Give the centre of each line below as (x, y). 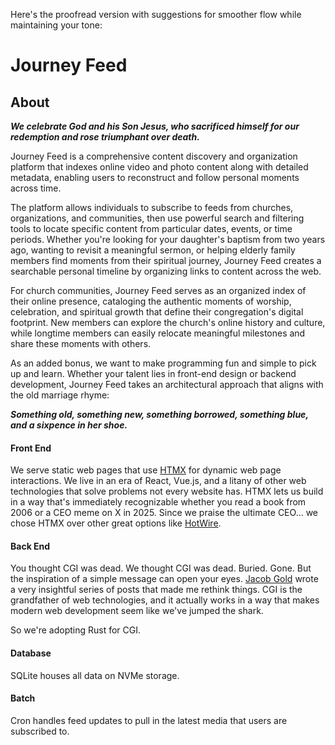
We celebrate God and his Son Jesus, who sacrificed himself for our (155, 126)
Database (31, 653)
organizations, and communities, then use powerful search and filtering (157, 218)
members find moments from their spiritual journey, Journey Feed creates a (166, 260)
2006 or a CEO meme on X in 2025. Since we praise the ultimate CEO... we (164, 513)
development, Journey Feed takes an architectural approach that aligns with (167, 384)
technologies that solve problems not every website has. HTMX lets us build (167, 491)
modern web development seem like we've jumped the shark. (137, 611)
